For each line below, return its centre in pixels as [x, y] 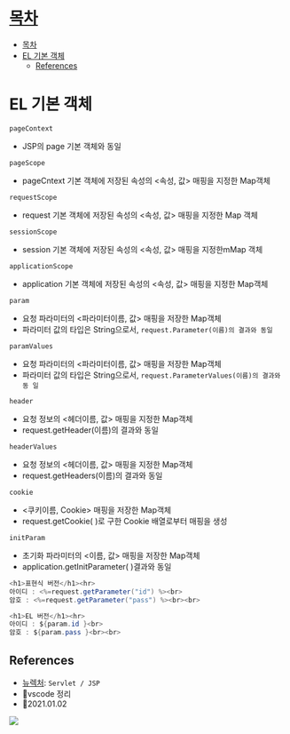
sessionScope [33, 232]
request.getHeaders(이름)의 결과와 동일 [92, 475]
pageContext [31, 128]
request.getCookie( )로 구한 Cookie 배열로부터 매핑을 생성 [125, 521]
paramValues [31, 346]
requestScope [33, 197]
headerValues [33, 447]
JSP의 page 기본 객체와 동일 [71, 146]
